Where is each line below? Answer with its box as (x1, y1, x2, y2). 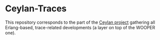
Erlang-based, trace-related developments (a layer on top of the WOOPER (5, 24, 155, 30)
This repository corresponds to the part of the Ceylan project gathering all (5, 19, 155, 25)
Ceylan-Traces (5, 3, 67, 14)
